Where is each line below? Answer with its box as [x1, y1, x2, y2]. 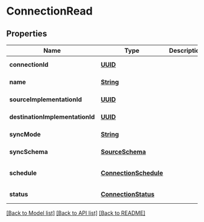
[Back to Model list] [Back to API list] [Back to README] [6, 209, 146, 217]
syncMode [9, 130, 41, 138]
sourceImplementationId [9, 95, 82, 104]
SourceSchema [100, 147, 146, 156]
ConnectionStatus [100, 190, 155, 198]
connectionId [9, 61, 49, 69]
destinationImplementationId [9, 113, 95, 121]
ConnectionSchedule [100, 169, 163, 177]
